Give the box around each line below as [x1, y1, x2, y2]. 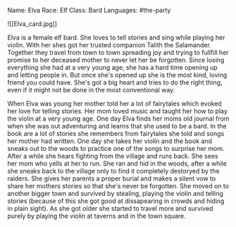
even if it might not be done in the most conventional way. [7, 86, 175, 94]
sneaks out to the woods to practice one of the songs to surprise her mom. [7, 145, 225, 152]
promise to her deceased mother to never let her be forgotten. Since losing [7, 56, 225, 64]
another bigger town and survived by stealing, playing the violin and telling [7, 190, 224, 197]
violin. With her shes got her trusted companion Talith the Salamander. [7, 41, 211, 49]
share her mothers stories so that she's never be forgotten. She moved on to [7, 182, 230, 190]
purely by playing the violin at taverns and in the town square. [7, 211, 187, 220]
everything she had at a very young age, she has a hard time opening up [7, 63, 218, 71]
